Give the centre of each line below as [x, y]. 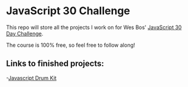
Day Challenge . [25, 33]
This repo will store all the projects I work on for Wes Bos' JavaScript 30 [94, 27]
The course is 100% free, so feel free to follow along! [71, 45]
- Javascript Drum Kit [31, 78]
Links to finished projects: [55, 64]
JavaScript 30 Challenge [68, 11]
